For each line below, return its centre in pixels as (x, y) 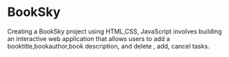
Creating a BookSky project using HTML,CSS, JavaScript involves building (115, 31)
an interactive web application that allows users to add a (89, 38)
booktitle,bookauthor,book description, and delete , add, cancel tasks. (109, 46)
